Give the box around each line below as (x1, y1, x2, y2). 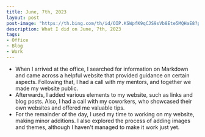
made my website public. (15, 85, 78, 92)
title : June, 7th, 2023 (6, 9, 67, 15)
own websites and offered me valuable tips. (15, 104, 125, 111)
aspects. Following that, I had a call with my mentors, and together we (15, 78, 191, 85)
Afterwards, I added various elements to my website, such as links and (15, 91, 193, 98)
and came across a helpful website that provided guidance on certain (15, 71, 190, 79)
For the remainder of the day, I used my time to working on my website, (15, 110, 195, 118)
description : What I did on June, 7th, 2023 (6, 26, 121, 32)
